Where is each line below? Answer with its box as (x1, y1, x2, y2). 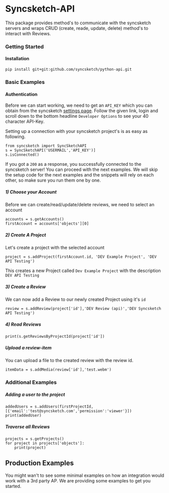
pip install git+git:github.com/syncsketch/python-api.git (5, 67, 132, 72)
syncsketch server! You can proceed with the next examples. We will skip (5, 166, 158, 172)
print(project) (14, 445, 46, 450)
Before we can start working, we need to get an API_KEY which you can (5, 102, 153, 109)
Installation (5, 56, 29, 62)
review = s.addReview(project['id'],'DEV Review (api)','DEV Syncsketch (5, 306, 161, 311)
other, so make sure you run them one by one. (5, 177, 101, 184)
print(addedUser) (5, 413, 42, 418)
